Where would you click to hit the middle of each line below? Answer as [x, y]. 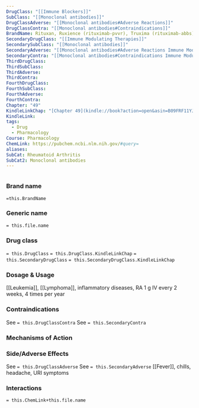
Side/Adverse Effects [38, 354]
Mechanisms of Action [39, 338]
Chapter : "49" [24, 105]
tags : [13, 122]
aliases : [17, 149]
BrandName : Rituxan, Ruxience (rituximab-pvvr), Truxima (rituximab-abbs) [100, 34]
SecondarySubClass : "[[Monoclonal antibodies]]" [67, 45]
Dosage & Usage [31, 275]
